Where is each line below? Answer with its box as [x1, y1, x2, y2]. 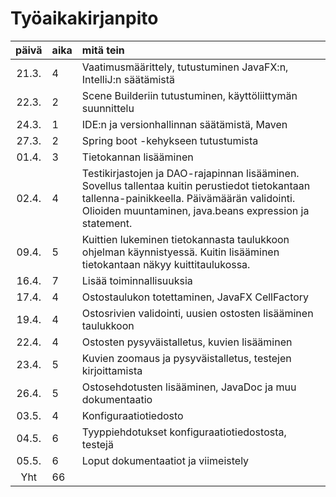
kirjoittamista [81, 363, 143, 377]
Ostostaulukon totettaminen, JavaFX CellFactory [81, 290, 310, 304]
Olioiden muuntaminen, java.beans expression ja [81, 203, 310, 217]
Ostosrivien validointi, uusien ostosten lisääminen [81, 306, 314, 320]
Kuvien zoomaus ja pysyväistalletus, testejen [81, 351, 292, 365]
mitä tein [81, 43, 125, 57]
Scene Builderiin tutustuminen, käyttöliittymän [81, 88, 298, 102]
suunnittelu [81, 101, 135, 115]
